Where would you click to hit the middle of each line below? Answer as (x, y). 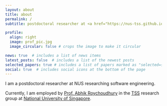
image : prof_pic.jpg (31, 42)
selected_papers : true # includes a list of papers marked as (71, 65)
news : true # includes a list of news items (53, 55)
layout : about (20, 10)
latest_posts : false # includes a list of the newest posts (70, 60)
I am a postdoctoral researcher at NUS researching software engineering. (80, 84)
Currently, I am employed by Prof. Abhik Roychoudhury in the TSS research (82, 93)
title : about (19, 14)
